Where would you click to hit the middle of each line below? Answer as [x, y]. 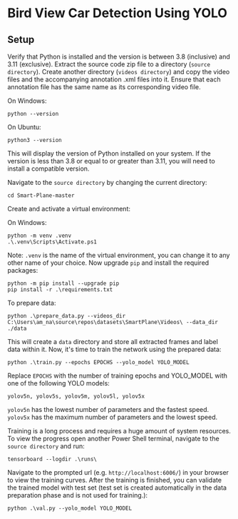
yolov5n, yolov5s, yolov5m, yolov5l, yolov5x [76, 396]
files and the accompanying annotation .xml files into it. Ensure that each [114, 79]
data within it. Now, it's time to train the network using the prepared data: [114, 349]
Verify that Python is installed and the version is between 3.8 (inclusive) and [119, 56]
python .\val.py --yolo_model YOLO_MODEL [70, 508]
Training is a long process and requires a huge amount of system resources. [119, 431]
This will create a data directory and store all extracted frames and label [113, 342]
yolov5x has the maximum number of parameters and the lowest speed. [113, 417]
